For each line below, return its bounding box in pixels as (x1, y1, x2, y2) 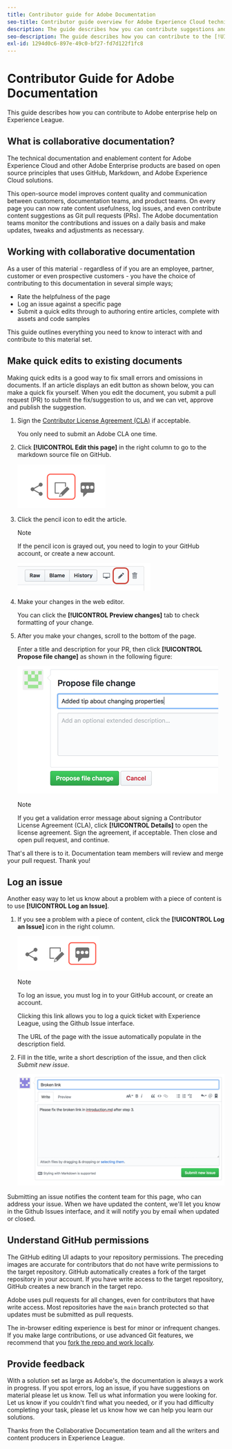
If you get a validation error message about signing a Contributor (17, 813, 202, 821)
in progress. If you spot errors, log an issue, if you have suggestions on (7, 1384, 210, 1392)
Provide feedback (7, 1358, 85, 1370)
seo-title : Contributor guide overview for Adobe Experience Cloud (7, 18, 206, 26)
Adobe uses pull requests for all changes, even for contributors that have (7, 1295, 215, 1304)
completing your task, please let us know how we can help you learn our (7, 1406, 213, 1414)
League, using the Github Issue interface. (17, 1019, 135, 1028)
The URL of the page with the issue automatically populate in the (17, 1033, 202, 1041)
